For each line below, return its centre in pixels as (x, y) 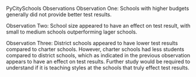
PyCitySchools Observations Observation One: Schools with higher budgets (97, 8)
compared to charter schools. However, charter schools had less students (95, 49)
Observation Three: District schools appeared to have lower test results (92, 43)
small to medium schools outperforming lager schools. (72, 32)
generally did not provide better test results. (59, 14)
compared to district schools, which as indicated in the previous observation (98, 55)
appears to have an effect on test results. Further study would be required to (98, 61)
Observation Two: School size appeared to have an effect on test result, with (98, 26)
